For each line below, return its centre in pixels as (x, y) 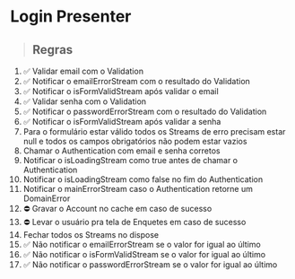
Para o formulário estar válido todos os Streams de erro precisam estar (154, 131)
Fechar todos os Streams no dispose (91, 235)
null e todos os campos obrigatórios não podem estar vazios (135, 141)
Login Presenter (71, 17)
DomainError (47, 198)
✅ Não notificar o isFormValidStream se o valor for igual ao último (144, 254)
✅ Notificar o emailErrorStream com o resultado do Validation (136, 81)
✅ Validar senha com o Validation (85, 101)
